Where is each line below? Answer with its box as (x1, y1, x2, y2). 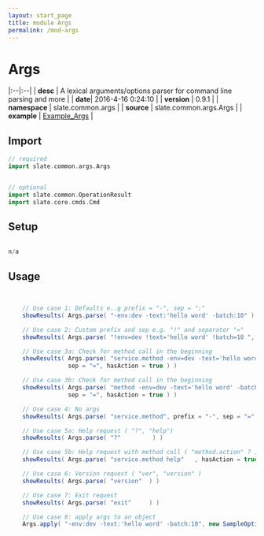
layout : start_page (8, 11, 72, 20)
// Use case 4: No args (22, 405, 101, 413)
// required (8, 155, 47, 163)
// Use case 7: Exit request (22, 491, 118, 499)
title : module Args (8, 19, 72, 27)
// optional (8, 183, 47, 192)
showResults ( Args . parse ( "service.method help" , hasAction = (22, 456, 241, 463)
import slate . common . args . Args (8, 162, 111, 170)
